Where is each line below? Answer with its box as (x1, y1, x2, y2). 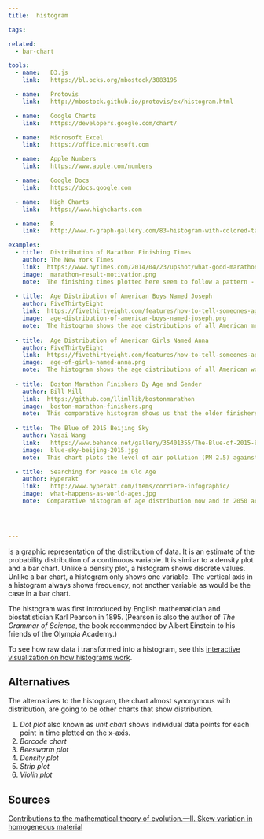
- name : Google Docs (15, 176, 90, 184)
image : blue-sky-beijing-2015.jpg (22, 446, 139, 454)
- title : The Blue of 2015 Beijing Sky (15, 425, 149, 432)
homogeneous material (8, 822, 83, 832)
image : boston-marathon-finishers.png (22, 403, 153, 410)
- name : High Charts (15, 198, 90, 206)
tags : (8, 25, 26, 34)
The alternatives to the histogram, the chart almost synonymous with (8, 696, 231, 706)
